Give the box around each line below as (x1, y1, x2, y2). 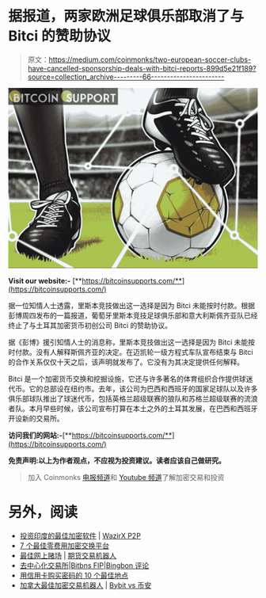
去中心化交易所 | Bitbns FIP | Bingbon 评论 (19, 560, 149, 570)
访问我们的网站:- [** (8, 430, 73, 440)
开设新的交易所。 (8, 413, 64, 423)
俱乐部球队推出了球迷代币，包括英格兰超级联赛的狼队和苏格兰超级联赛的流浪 (8, 394, 258, 403)
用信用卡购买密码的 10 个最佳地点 (19, 570, 129, 580)
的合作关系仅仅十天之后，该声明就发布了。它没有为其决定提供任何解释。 (8, 357, 244, 367)
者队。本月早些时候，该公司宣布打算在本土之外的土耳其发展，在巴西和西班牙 (8, 403, 258, 413)
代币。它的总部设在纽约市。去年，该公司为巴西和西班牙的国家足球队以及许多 (8, 383, 258, 393)
